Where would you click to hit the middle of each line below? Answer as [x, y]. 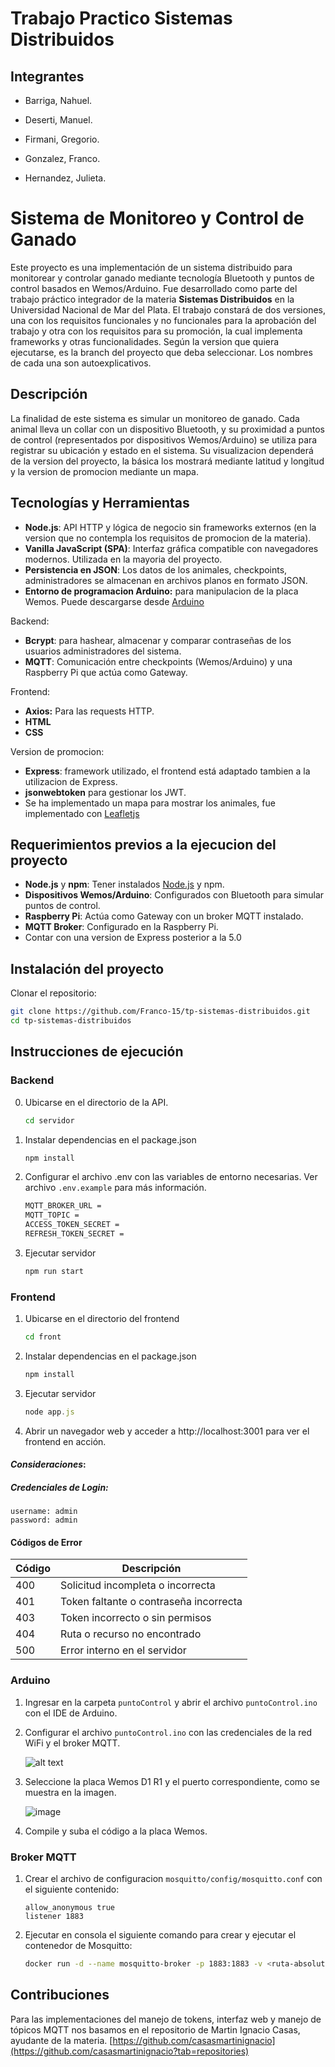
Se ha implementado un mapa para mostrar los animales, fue [150, 803]
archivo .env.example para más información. [115, 1188]
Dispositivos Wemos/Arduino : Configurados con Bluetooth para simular [174, 895]
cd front [43, 1337]
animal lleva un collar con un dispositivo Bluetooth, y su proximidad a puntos [167, 429]
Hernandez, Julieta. [65, 178]
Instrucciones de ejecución [97, 1052]
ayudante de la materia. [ [61, 2040]
